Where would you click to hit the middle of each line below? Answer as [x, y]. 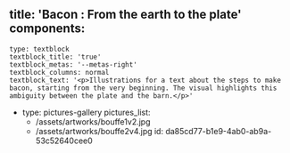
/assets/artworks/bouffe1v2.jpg [93, 121]
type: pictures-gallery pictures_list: [86, 112]
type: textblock [39, 49]
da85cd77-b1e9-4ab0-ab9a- [218, 131]
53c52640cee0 [64, 141]
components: [47, 29]
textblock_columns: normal [59, 72]
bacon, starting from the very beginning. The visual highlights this [143, 88]
